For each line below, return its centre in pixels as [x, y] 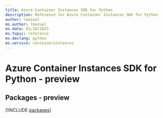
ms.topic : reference [27, 34]
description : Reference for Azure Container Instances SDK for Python [82, 15]
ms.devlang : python [26, 39]
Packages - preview [37, 98]
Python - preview [43, 79]
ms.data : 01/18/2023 [27, 29]
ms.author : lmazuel [26, 24]
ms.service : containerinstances [39, 43]
